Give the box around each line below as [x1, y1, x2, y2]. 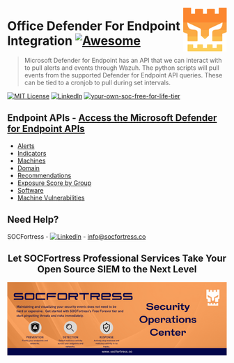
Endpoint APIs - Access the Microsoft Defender [7, 112, 217, 124]
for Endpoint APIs [7, 123, 85, 135]
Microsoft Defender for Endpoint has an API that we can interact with [24, 56, 222, 64]
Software [17, 186, 44, 194]
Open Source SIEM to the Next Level [37, 263, 197, 275]
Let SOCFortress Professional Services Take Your [7, 252, 227, 264]
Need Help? [7, 214, 59, 225]
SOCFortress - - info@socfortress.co [7, 232, 146, 241]
